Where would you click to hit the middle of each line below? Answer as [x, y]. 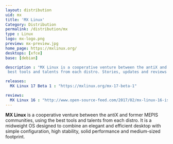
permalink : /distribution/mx [37, 29]
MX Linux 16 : [25, 100]
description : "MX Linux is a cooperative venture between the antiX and [86, 67]
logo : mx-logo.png [25, 39]
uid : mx [14, 15]
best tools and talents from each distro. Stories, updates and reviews [87, 72]
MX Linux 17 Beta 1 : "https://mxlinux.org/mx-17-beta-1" [74, 86]
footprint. [15, 136]
